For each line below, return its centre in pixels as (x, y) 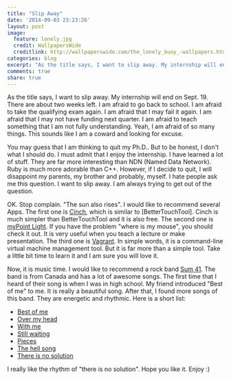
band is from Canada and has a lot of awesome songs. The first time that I (112, 277)
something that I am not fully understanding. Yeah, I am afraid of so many (111, 127)
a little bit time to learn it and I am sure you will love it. (83, 256)
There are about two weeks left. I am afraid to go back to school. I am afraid (114, 105)
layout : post (26, 26)
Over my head (37, 319)
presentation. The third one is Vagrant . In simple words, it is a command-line (115, 241)
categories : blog (32, 59)
